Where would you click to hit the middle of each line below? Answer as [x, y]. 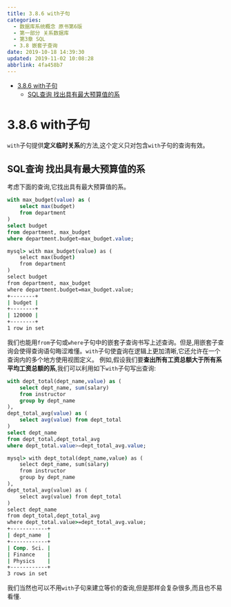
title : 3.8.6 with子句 [39, 13]
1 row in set [26, 328]
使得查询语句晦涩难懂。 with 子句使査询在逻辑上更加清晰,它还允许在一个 [120, 351]
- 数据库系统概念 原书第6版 [48, 26]
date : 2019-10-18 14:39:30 [46, 53]
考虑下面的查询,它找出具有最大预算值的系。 [69, 187]
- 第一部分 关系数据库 [41, 33]
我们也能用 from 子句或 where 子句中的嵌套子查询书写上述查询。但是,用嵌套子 [113, 342]
